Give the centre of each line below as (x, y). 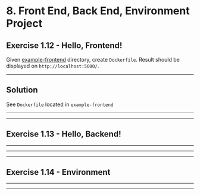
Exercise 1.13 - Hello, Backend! (64, 134)
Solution (22, 90)
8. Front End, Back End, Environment (98, 11)
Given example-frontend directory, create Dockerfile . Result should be (93, 60)
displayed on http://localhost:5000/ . (53, 66)
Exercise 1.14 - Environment (58, 172)
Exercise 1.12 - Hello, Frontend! (64, 45)
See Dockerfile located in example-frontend (60, 104)
